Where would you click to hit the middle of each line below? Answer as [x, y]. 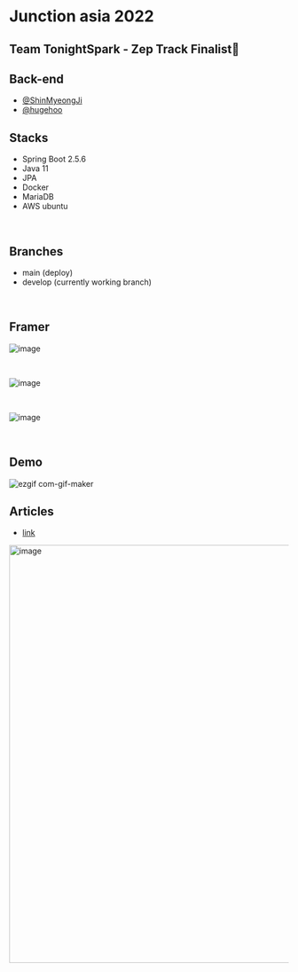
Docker [35, 187]
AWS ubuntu [45, 207]
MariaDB [38, 197]
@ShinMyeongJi [52, 100]
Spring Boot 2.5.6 [54, 159]
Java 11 [35, 169]
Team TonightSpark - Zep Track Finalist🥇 [125, 49]
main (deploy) [47, 273]
